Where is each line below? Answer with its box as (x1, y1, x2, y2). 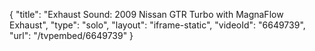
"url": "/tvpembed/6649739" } (9, 30, 134, 41)
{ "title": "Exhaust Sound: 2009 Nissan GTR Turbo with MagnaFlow (9, 9, 284, 20)
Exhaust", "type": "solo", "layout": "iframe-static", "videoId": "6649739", (9, 19, 306, 31)
